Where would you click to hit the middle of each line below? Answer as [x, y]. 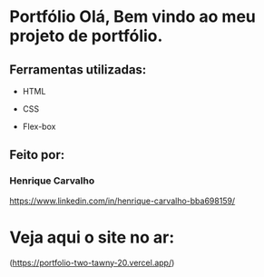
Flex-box [39, 126]
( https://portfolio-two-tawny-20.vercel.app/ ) [92, 262]
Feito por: [37, 155]
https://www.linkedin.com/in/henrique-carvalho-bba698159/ [122, 201]
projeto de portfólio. [86, 36]
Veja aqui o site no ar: [92, 237]
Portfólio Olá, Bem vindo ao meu [132, 17]
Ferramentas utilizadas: [78, 69]
